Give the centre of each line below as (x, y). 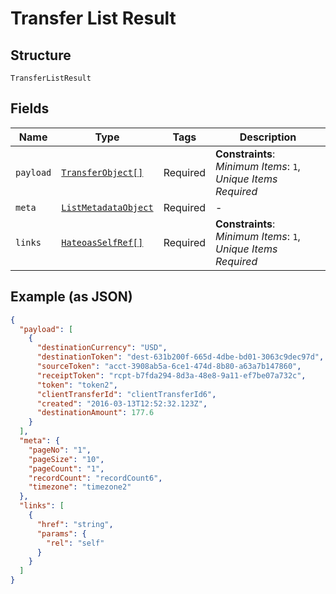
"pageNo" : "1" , (60, 450)
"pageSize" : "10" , (66, 459)
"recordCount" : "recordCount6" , (95, 478)
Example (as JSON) (71, 297)
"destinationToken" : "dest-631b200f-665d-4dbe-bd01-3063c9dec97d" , (180, 357)
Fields (30, 108)
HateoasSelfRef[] (102, 242)
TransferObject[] (102, 172)
